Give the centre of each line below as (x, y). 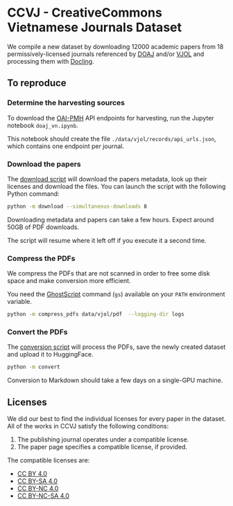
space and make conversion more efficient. (69, 281)
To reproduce (37, 83)
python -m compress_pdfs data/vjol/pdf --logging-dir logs (96, 314)
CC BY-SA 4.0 (37, 481)
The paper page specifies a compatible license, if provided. (102, 446)
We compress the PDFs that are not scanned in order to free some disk (109, 273)
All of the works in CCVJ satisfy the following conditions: (88, 426)
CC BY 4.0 (32, 473)
